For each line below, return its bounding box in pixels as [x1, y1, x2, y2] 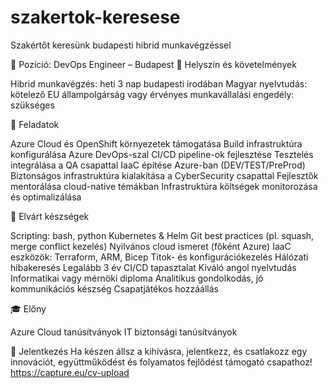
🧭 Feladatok [10, 118, 60, 130]
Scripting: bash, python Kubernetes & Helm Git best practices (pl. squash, [10, 229, 315, 241]
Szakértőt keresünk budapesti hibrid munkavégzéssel [10, 39, 232, 51]
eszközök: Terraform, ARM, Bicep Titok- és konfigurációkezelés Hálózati [10, 251, 309, 263]
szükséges [10, 99, 55, 111]
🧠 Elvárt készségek [10, 210, 90, 222]
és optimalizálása [10, 191, 82, 203]
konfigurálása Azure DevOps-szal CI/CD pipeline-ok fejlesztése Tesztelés [10, 148, 314, 160]
